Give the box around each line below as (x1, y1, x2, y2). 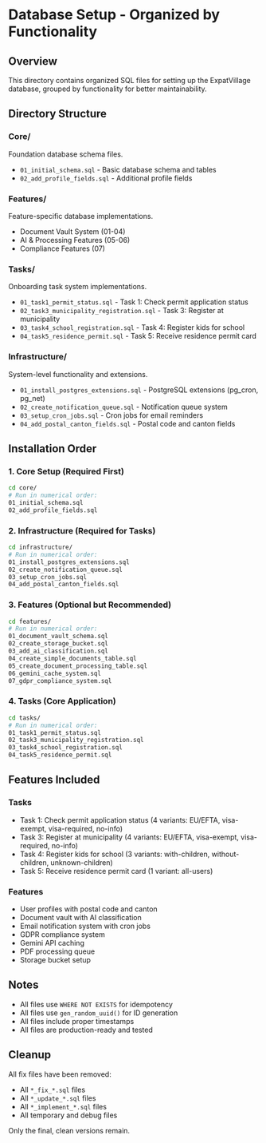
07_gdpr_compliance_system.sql (8, 677, 112, 685)
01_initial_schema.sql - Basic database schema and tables (19, 165, 217, 174)
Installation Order (8, 442, 97, 455)
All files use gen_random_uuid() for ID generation (19, 1008, 178, 1018)
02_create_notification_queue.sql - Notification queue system (19, 402, 229, 411)
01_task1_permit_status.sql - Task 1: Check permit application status (19, 297, 248, 307)
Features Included (8, 773, 100, 787)
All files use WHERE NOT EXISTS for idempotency (19, 999, 174, 1009)
